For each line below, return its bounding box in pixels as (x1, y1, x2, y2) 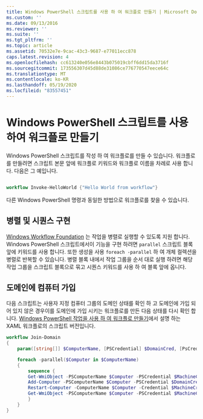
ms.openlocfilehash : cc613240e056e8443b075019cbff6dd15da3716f (6, 59, 169, 65)
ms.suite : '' (6, 31, 39, 38)
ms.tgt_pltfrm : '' (6, 37, 53, 43)
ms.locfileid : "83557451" (6, 88, 71, 94)
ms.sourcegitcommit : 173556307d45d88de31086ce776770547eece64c (6, 65, 169, 71)
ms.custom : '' (6, 15, 42, 21)
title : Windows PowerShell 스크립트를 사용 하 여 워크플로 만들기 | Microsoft (6, 8, 189, 15)
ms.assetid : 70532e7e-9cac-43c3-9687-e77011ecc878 (6, 48, 137, 54)
